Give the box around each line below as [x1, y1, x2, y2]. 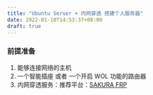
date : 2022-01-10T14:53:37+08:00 [7, 16, 103, 23]
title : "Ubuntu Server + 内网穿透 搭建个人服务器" [7, 10, 143, 17]
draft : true [7, 23, 41, 29]
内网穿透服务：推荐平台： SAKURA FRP [16, 80, 128, 89]
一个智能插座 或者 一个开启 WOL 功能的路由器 [16, 72, 146, 80]
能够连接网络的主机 [16, 63, 72, 72]
